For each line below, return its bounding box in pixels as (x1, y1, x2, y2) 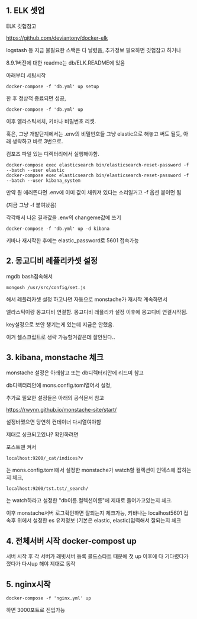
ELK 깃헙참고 (6, 23, 37, 30)
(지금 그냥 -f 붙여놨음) (6, 201, 57, 209)
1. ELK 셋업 (6, 5, 45, 16)
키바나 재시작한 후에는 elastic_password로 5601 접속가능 (6, 236, 139, 244)
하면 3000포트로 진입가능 (6, 607, 65, 614)
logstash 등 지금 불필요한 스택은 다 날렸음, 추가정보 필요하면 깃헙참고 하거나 (6, 46, 182, 53)
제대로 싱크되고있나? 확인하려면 (6, 431, 79, 438)
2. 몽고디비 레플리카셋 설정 (6, 256, 98, 266)
